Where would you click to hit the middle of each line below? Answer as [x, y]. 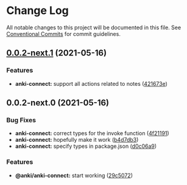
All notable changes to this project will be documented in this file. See [94, 27]
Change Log [37, 11]
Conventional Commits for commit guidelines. [63, 33]
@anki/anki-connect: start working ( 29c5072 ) [74, 175]
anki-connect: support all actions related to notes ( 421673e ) [91, 83]
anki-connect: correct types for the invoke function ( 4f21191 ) [92, 133]
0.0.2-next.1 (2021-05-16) [57, 53]
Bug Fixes [21, 120]
